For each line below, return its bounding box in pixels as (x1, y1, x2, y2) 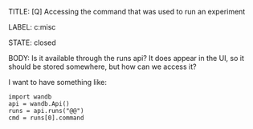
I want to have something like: (8, 78, 107, 87)
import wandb (8, 93, 52, 101)
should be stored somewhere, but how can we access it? (8, 62, 197, 71)
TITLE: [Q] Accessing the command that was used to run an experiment (8, 7, 246, 16)
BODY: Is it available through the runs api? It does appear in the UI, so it (8, 54, 245, 62)
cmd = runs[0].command (8, 114, 84, 122)
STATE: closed (8, 38, 56, 47)
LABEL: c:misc (8, 22, 56, 31)
